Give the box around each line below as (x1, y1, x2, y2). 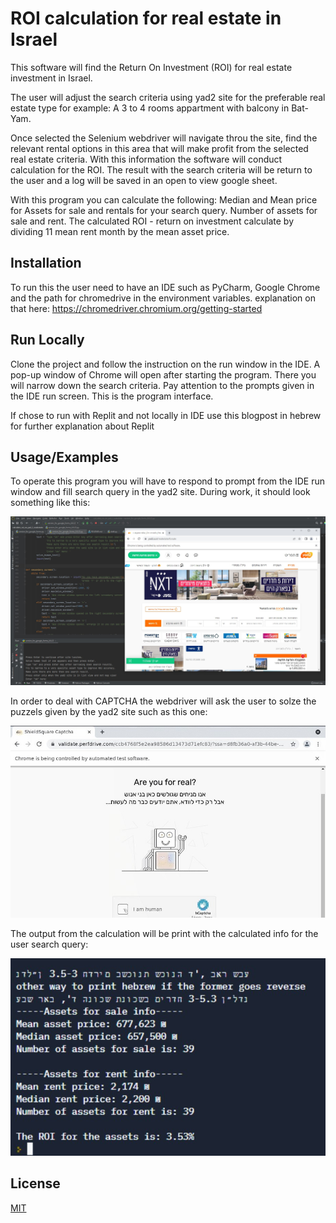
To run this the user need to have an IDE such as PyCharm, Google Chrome (10, 281, 321, 293)
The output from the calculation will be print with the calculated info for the (10, 927, 319, 939)
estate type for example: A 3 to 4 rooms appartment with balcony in (10, 102, 290, 114)
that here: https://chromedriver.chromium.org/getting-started (10, 302, 263, 314)
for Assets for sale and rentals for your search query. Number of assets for (10, 204, 318, 216)
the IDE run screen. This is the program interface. (10, 390, 214, 402)
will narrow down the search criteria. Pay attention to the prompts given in (10, 379, 315, 391)
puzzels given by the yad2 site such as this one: (10, 705, 208, 717)
